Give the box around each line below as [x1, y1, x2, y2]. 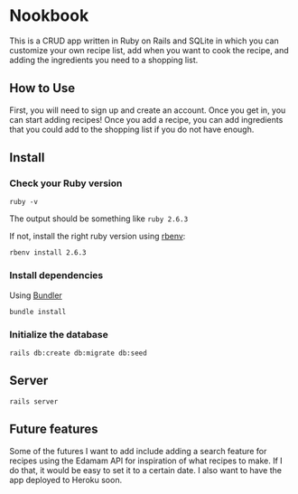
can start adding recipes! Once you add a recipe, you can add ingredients [9, 114, 284, 125]
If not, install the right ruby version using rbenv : [9, 231, 186, 242]
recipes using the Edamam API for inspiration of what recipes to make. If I [9, 455, 283, 466]
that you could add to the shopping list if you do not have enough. [9, 124, 255, 135]
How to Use [9, 80, 76, 96]
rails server [9, 396, 59, 406]
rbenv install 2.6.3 [9, 248, 88, 257]
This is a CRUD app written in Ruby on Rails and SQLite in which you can [9, 35, 279, 46]
